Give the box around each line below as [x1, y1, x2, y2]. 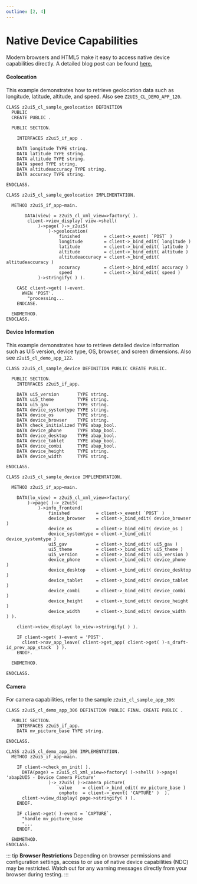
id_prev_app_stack [6, 644, 51, 650]
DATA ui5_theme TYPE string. [17, 396, 110, 402]
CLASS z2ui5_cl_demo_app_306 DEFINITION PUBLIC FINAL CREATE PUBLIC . [6, 707, 183, 713]
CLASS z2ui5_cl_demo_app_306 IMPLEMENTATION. [6, 749, 120, 755]
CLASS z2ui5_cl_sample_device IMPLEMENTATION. [6, 474, 123, 480]
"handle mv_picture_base [21, 816, 83, 822]
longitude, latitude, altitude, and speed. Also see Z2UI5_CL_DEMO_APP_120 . [6, 93, 182, 100]
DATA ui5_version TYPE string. [17, 391, 110, 397]
